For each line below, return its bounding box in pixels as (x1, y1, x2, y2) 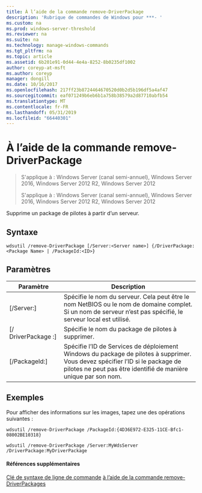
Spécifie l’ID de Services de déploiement (63, 342, 179, 351)
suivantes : (6, 415, 33, 422)
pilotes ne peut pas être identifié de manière (63, 364, 188, 373)
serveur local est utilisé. (63, 315, 131, 323)
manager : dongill (6, 76, 50, 82)
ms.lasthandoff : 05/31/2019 (6, 109, 77, 115)
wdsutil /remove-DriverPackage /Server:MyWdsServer (6, 442, 138, 449)
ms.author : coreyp (6, 70, 52, 76)
